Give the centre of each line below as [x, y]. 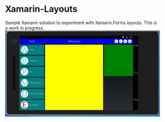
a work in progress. [25, 28]
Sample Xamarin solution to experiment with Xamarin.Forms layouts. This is [81, 23]
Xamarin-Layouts [41, 9]
